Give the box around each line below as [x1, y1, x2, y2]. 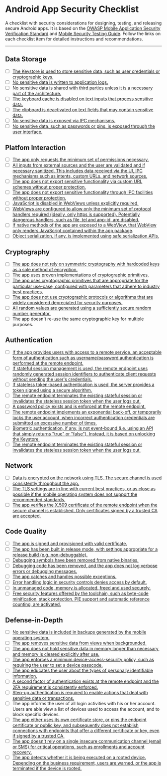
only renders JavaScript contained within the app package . [12, 228, 134, 234]
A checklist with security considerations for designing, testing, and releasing [5, 20, 162, 26]
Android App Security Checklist [5, 3, 139, 15]
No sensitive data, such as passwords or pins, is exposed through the [12, 123, 155, 129]
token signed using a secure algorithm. [12, 387, 92, 393]
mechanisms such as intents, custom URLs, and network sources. [12, 173, 148, 179]
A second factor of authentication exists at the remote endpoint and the [12, 678, 159, 684]
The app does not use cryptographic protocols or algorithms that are [12, 294, 153, 300]
